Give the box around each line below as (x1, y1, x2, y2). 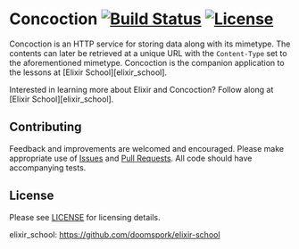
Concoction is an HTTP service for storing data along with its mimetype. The (9, 38, 291, 49)
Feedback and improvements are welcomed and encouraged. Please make (9, 143, 284, 154)
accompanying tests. (9, 162, 87, 173)
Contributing (9, 120, 82, 135)
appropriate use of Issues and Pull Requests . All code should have (9, 153, 253, 163)
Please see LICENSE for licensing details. (9, 212, 161, 222)
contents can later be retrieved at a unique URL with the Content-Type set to (9, 47, 287, 58)
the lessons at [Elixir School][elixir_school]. (9, 67, 168, 78)
